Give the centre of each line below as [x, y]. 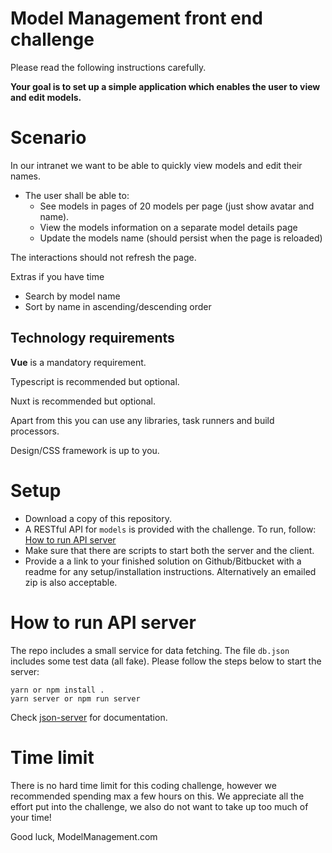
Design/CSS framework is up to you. [85, 450]
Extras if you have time [57, 276]
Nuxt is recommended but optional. [83, 401]
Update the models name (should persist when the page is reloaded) [181, 238]
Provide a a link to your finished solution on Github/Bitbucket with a [163, 561]
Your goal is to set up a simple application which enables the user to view [165, 86]
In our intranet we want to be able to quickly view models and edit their [156, 165]
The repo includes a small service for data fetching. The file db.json [150, 650]
